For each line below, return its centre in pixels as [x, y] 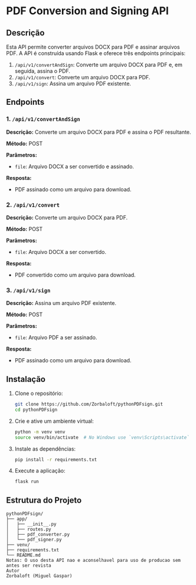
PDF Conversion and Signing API [88, 11]
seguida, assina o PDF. [43, 71]
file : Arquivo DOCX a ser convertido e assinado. [74, 166]
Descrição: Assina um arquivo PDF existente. [61, 303]
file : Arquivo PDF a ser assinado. [56, 337]
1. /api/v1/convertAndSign [43, 119]
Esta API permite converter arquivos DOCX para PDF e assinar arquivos [93, 47]
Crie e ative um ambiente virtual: [54, 421]
